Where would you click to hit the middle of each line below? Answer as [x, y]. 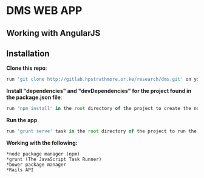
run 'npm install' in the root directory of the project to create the [99, 109]
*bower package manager [36, 165]
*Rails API [20, 170]
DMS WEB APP [44, 11]
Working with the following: [42, 143]
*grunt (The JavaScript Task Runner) [54, 159]
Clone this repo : [27, 68]
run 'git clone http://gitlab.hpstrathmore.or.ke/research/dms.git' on [99, 80]
